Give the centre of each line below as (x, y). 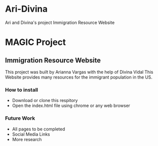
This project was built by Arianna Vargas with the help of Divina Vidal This (79, 72)
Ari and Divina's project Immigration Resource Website (60, 22)
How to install (21, 90)
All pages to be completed (39, 129)
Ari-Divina (26, 9)
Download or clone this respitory (45, 101)
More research (27, 139)
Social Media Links (31, 134)
